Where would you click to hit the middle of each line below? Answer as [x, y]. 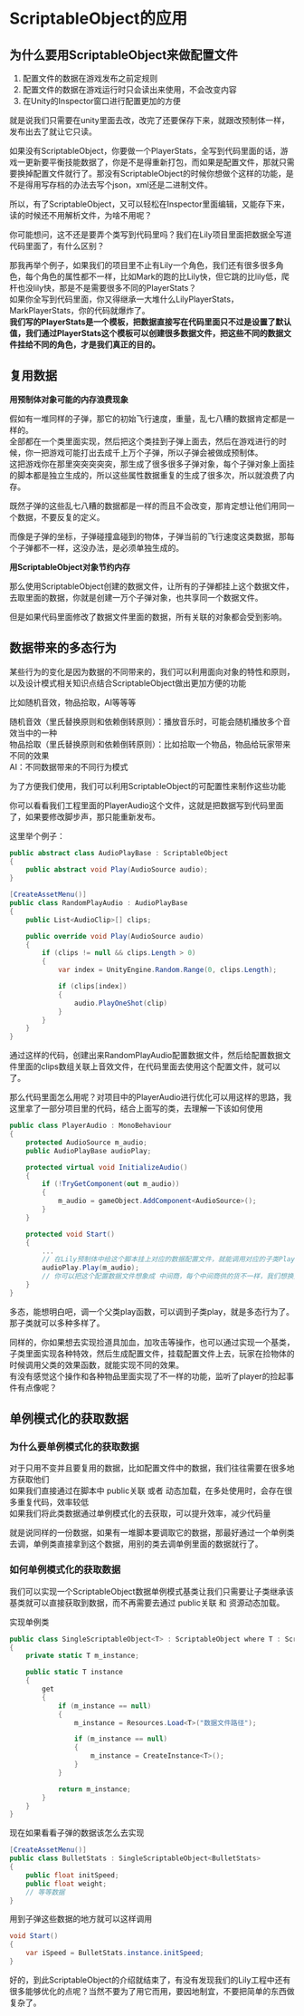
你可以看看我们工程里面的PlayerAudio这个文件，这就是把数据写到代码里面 [147, 805]
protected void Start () [71, 1234]
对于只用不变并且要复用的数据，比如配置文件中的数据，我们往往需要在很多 [148, 1468]
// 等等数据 [45, 1892]
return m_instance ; [94, 1789]
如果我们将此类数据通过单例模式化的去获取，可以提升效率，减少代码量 [140, 1513]
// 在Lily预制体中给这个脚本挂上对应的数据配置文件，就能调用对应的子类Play [169, 1259]
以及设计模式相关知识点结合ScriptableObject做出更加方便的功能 [128, 683]
